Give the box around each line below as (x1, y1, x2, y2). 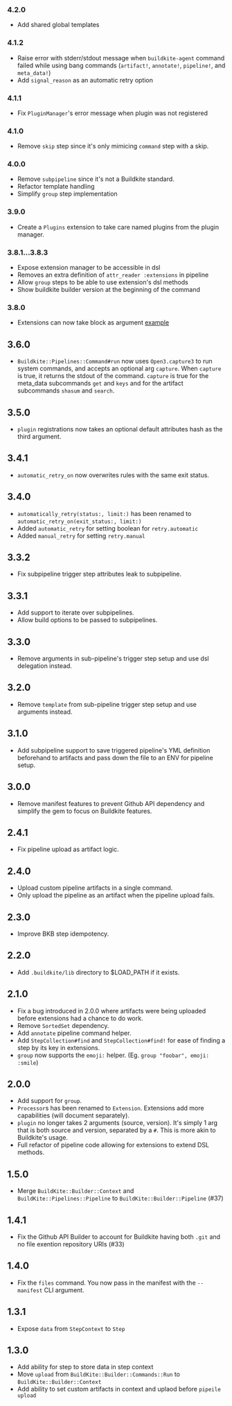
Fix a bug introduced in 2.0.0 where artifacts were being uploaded (17, 1006, 206, 1015)
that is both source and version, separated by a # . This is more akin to (17, 1126, 216, 1135)
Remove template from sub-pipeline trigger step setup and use (17, 700, 197, 708)
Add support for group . (17, 1097, 82, 1105)
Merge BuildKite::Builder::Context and (17, 1187, 134, 1195)
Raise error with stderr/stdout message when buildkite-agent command (17, 53, 225, 62)
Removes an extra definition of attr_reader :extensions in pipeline (17, 271, 209, 279)
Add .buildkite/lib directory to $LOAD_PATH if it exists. (17, 968, 180, 976)
